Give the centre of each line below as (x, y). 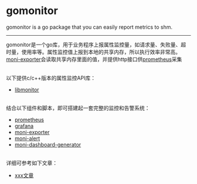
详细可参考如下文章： (32, 163)
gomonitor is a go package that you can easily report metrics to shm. (89, 27)
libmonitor (27, 90)
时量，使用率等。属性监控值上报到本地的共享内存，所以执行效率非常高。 (93, 52)
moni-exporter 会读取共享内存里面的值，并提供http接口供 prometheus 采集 (94, 59)
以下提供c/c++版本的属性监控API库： (51, 78)
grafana (24, 126)
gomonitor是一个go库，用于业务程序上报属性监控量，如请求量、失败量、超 (96, 45)
